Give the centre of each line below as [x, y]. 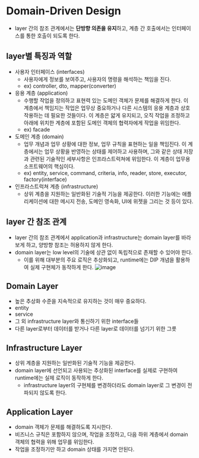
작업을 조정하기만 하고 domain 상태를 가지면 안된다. [75, 449]
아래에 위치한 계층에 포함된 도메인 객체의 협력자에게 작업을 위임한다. [102, 123]
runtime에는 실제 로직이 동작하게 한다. [59, 378]
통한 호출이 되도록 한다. [53, 35]
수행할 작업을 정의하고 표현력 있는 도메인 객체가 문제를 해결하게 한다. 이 [106, 100]
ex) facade [37, 129]
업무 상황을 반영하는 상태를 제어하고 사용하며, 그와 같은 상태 [113, 151]
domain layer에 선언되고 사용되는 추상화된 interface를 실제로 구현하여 [96, 370]
